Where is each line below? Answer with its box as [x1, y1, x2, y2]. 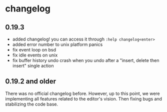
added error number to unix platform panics [12, 41, 103, 47]
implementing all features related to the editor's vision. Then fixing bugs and [5, 95, 162, 101]
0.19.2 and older [5, 77, 56, 85]
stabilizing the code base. [5, 101, 58, 107]
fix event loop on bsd [12, 47, 56, 52]
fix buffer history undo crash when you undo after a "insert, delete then [12, 57, 159, 63]
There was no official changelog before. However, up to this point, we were [5, 90, 160, 96]
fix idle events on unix [12, 52, 58, 58]
